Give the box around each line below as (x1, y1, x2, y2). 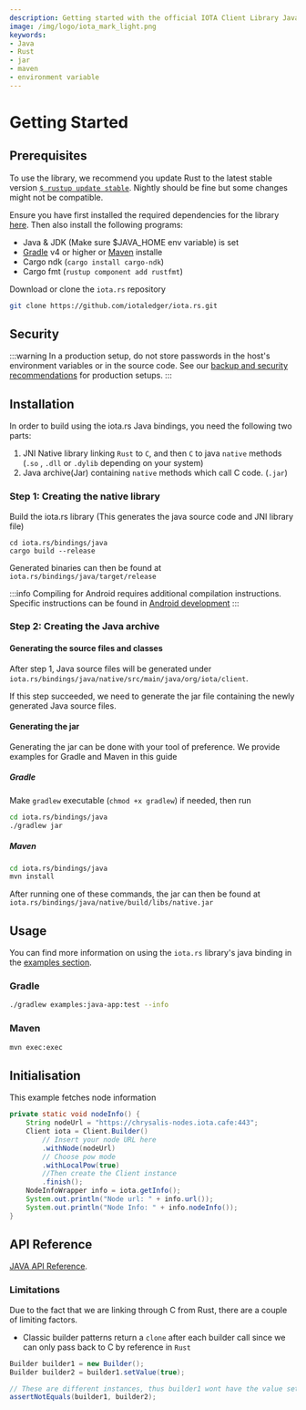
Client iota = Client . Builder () (25, 1127, 148, 1136)
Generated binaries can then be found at (9, 562, 162, 573)
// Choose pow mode (42, 1152, 117, 1161)
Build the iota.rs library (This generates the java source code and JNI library (9, 511, 294, 522)
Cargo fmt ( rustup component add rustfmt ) (22, 265, 184, 276)
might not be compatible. (9, 192, 104, 202)
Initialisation (9, 1068, 81, 1083)
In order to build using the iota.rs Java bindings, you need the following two (9, 420, 293, 431)
